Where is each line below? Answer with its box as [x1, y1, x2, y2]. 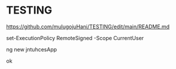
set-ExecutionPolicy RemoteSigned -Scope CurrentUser [6, 34, 144, 41]
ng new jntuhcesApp [6, 45, 57, 53]
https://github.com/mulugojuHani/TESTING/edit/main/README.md [6, 23, 170, 30]
